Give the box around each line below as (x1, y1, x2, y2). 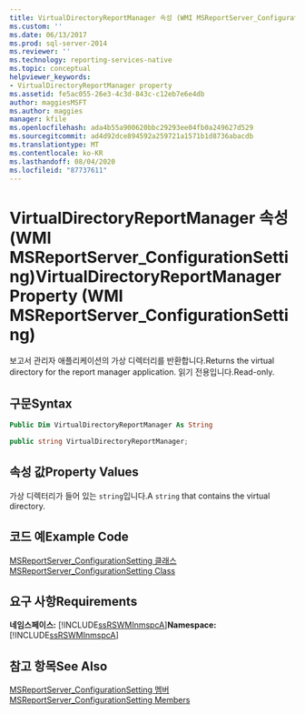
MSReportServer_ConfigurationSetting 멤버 (9, 684, 170, 696)
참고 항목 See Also (9, 659, 108, 674)
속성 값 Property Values (9, 465, 139, 480)
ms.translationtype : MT (9, 140, 100, 149)
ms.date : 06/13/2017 (9, 30, 88, 39)
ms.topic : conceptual (9, 65, 92, 74)
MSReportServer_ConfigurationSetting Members (9, 695, 191, 706)
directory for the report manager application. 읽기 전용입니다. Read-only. (9, 367, 275, 377)
